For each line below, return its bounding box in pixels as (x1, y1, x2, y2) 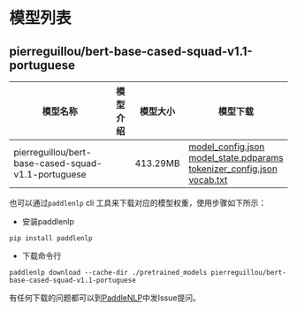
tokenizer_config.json (188, 163, 278, 175)
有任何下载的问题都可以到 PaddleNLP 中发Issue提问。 (9, 292, 201, 303)
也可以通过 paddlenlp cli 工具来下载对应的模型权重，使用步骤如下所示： (9, 198, 267, 208)
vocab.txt (188, 174, 228, 186)
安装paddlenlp (21, 216, 75, 226)
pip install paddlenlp (9, 234, 93, 243)
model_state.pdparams (188, 152, 284, 163)
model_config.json (188, 140, 265, 153)
